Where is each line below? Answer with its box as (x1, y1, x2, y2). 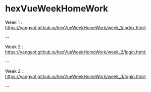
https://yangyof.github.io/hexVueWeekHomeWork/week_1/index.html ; (5, 24, 146, 30)
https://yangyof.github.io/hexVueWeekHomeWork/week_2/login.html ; (5, 49, 147, 55)
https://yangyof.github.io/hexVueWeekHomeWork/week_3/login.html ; (5, 73, 146, 79)
